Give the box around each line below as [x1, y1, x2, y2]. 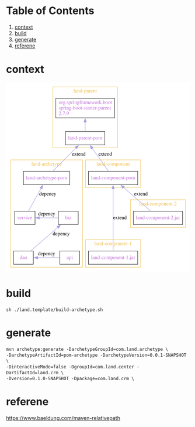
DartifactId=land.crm [6, 370, 59, 375]
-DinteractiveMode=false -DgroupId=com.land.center [6, 364, 134, 370]
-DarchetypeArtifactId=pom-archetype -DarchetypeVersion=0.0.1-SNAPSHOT [6, 352, 187, 358]
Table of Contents [6, 4, 95, 18]
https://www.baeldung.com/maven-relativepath [6, 414, 121, 421]
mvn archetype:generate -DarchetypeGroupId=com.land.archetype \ [6, 346, 168, 352]
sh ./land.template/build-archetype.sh [6, 306, 103, 313]
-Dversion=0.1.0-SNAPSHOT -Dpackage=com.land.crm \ [6, 375, 134, 381]
